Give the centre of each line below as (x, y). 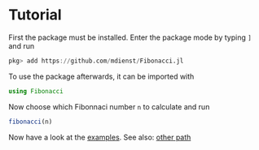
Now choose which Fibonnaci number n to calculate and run (109, 106)
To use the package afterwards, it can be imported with (101, 76)
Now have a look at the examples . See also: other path (100, 137)
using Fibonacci (36, 91)
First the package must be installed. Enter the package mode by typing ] (130, 37)
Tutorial (35, 15)
